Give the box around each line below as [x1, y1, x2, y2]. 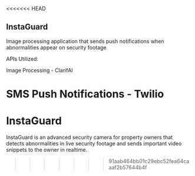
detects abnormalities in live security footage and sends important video [6, 140, 182, 147]
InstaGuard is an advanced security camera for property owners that [6, 134, 173, 141]
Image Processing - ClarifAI [6, 67, 73, 74]
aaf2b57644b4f [108, 164, 147, 171]
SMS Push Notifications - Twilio [6, 88, 164, 101]
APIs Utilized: [6, 55, 39, 62]
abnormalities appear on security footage [6, 44, 107, 51]
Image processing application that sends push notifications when [6, 38, 164, 45]
